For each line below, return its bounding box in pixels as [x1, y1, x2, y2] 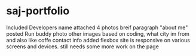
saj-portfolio [6, 4, 70, 18]
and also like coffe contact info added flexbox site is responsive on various [6, 36, 190, 43]
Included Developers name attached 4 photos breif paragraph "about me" [6, 24, 188, 31]
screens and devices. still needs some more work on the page [6, 43, 160, 50]
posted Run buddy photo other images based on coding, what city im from [6, 30, 190, 37]
